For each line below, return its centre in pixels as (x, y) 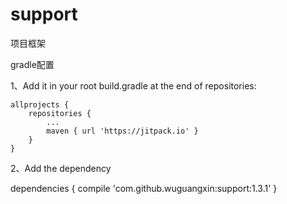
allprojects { (40, 104)
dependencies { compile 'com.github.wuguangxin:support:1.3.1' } (144, 188)
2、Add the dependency (61, 168)
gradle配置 (32, 64)
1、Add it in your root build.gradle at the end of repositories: (133, 85)
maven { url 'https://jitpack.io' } (122, 131)
